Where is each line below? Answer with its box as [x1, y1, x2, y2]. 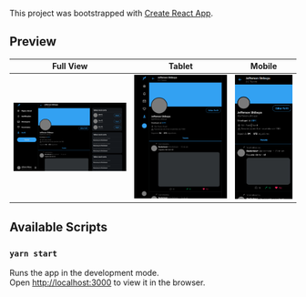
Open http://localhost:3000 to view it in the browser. [9, 277, 206, 288]
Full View [52, 61, 88, 72]
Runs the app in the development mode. [9, 268, 159, 279]
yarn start [9, 248, 57, 259]
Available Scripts [9, 219, 107, 235]
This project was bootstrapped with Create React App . [9, 8, 214, 18]
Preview [9, 34, 57, 49]
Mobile [250, 61, 278, 72]
